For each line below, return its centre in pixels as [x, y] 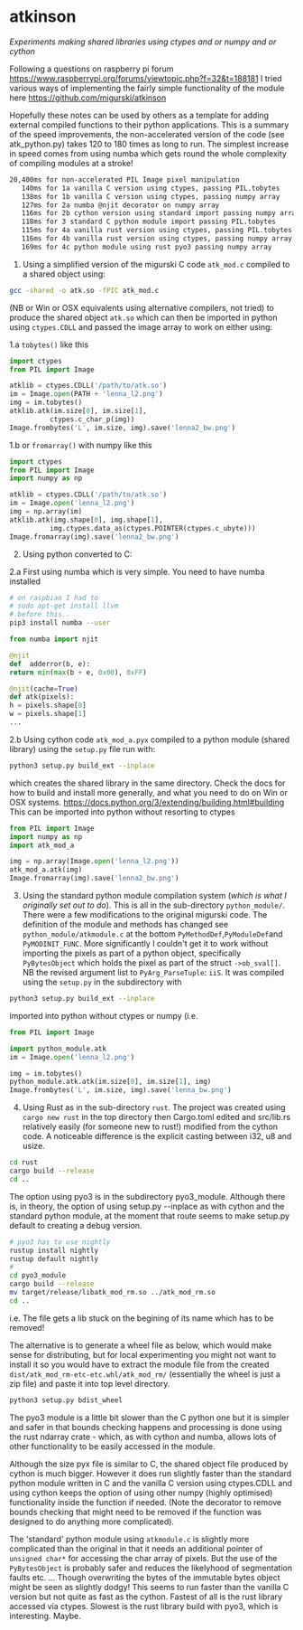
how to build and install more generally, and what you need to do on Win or [149, 792]
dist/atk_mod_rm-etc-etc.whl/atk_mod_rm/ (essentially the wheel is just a [145, 1374]
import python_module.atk [58, 1049]
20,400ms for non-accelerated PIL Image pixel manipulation [125, 179]
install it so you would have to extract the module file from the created [139, 1364]
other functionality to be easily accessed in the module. [113, 1446]
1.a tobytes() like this [49, 344]
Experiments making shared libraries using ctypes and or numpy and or [143, 42]
